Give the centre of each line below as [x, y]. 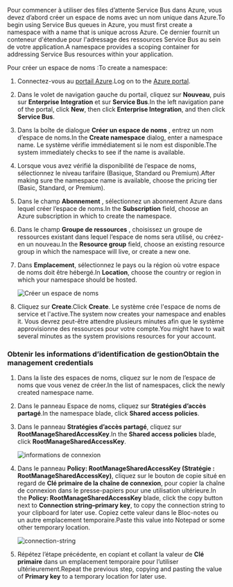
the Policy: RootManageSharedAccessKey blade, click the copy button [120, 498]
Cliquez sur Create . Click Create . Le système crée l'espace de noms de [119, 307]
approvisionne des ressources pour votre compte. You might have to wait [121, 329]
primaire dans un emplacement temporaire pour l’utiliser [98, 562]
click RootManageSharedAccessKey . [71, 442]
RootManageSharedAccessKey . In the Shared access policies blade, [117, 434]
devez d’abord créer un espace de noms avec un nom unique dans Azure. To [116, 17]
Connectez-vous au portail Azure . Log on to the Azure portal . [104, 81]
